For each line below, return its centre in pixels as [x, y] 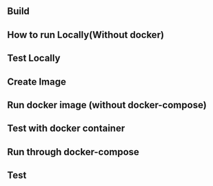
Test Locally [34, 58]
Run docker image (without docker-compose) [107, 105]
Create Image [37, 82]
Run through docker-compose [73, 152]
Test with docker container [66, 128]
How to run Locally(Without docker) [85, 35]
